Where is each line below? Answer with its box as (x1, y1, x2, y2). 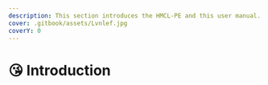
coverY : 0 (8, 26, 42, 34)
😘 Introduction (8, 61, 111, 79)
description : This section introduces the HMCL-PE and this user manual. (8, 11, 262, 20)
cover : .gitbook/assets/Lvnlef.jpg (8, 19, 128, 27)
